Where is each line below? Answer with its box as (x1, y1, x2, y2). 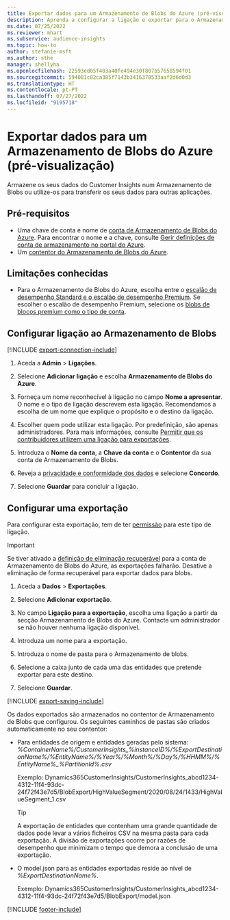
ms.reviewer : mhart (7, 29, 63, 36)
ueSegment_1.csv (16, 795, 66, 803)
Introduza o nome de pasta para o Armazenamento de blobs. (16, 650, 190, 658)
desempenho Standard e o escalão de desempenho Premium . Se (16, 293, 201, 302)
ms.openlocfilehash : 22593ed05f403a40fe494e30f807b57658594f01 (7, 67, 192, 74)
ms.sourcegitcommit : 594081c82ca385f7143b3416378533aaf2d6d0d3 (7, 73, 192, 81)
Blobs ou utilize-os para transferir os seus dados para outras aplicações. (7, 188, 212, 196)
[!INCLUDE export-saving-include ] (7, 697, 104, 705)
